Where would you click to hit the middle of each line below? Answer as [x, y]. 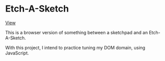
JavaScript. [17, 53]
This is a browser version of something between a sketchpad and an [77, 32]
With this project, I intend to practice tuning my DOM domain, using [75, 47]
